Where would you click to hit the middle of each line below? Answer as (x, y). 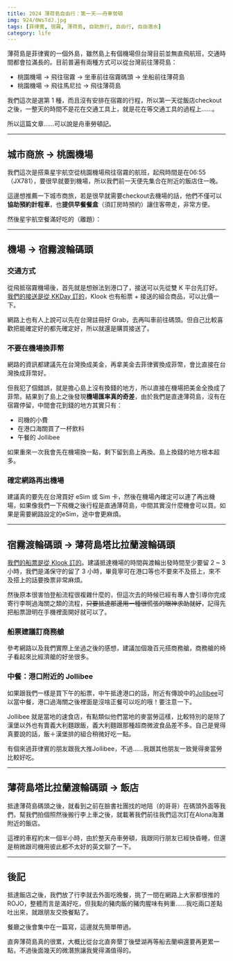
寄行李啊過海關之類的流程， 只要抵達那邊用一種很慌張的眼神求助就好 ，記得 (113, 604)
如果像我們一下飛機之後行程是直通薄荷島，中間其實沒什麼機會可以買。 (119, 505)
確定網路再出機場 (36, 480)
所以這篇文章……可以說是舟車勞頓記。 (61, 124)
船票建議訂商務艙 (36, 632)
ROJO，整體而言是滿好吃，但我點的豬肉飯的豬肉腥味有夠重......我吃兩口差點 (115, 903)
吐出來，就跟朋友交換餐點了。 (50, 912)
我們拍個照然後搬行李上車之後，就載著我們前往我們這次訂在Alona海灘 (124, 814)
